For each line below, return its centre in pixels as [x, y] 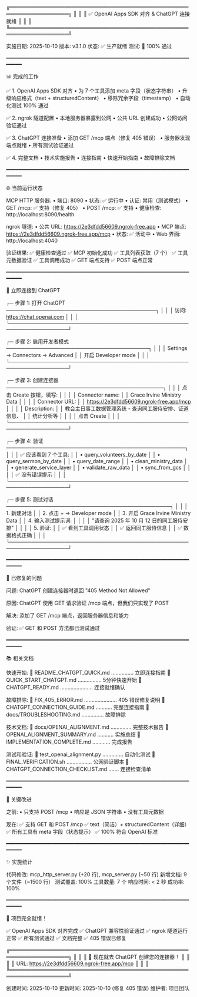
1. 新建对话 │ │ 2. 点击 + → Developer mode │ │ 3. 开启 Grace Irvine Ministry [98, 513]
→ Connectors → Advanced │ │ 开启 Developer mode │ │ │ [78, 355]
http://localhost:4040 [32, 240]
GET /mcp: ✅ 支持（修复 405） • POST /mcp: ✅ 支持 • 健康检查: [84, 208]
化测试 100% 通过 [27, 105]
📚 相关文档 [20, 658]
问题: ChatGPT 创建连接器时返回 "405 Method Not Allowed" [79, 590]
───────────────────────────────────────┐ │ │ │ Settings [97, 348]
